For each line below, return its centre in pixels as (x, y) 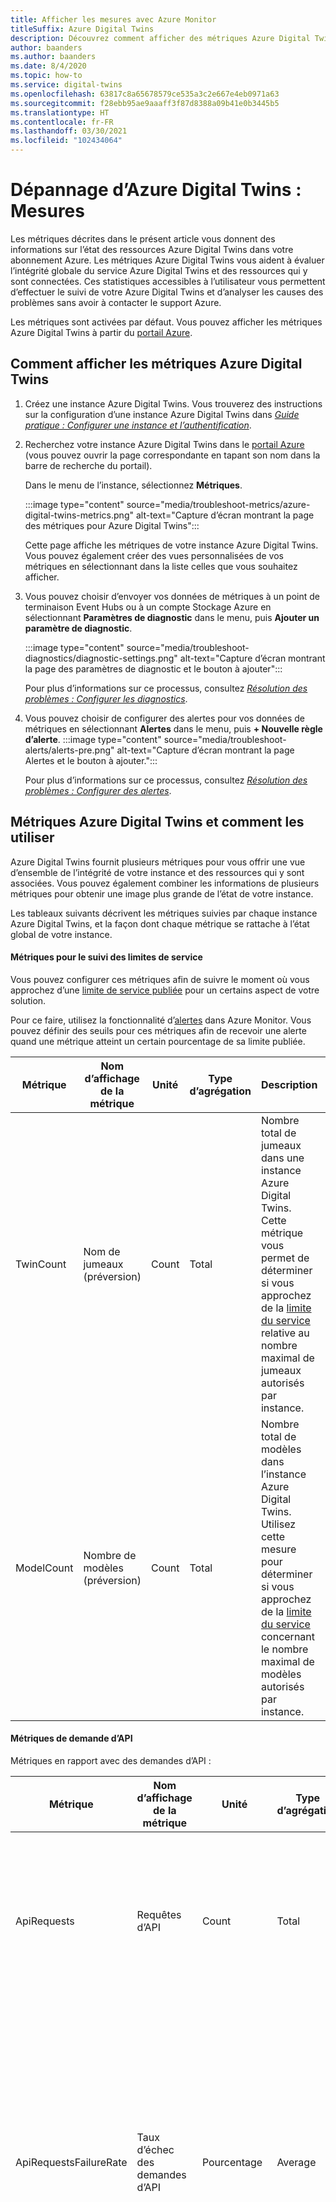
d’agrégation (220, 1091)
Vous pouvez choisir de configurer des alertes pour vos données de (165, 718)
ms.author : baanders (53, 57)
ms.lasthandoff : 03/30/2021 (69, 131)
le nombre (284, 1649)
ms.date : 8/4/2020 (48, 66)
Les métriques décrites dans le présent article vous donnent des (143, 238)
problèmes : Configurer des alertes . (98, 790)
